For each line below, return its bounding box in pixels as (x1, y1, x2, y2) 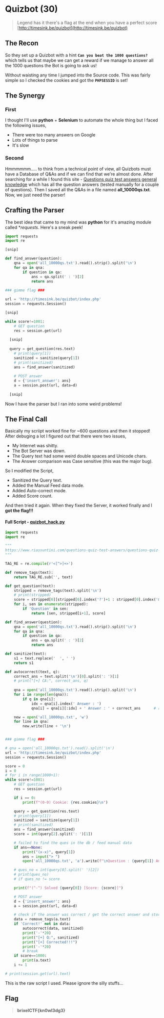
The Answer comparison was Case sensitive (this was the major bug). (12, 458, 153, 464)
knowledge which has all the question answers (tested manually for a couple (5, 181, 159, 187)
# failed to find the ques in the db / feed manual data (14, 840, 132, 845)
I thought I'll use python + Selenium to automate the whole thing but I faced (5, 117, 158, 123)
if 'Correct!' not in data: (14, 921, 71, 926)
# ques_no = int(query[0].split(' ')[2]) (14, 867, 99, 872)
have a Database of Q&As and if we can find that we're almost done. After (5, 171, 154, 177)
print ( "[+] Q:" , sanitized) (22, 935, 80, 940)
